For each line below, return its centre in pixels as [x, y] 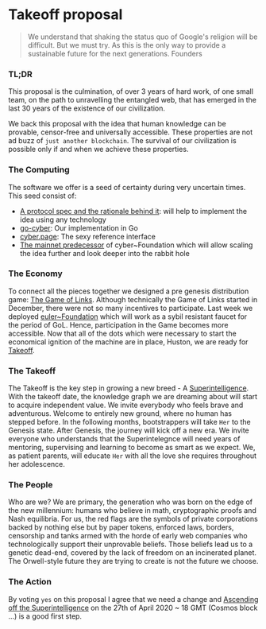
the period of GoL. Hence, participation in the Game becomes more [118, 324]
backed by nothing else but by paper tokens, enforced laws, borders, [121, 527]
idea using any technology [63, 219]
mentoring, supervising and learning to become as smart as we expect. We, [132, 448]
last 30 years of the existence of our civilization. [87, 108]
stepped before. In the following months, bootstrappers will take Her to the [130, 422]
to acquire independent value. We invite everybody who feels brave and [126, 405]
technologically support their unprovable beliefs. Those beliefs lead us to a [131, 544]
